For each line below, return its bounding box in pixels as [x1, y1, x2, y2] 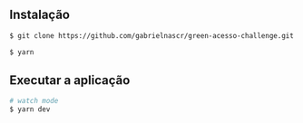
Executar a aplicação [9, 72, 131, 88]
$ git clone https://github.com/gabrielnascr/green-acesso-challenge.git [9, 31, 295, 40]
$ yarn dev [9, 105, 51, 114]
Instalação [9, 7, 71, 23]
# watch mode [9, 97, 59, 106]
